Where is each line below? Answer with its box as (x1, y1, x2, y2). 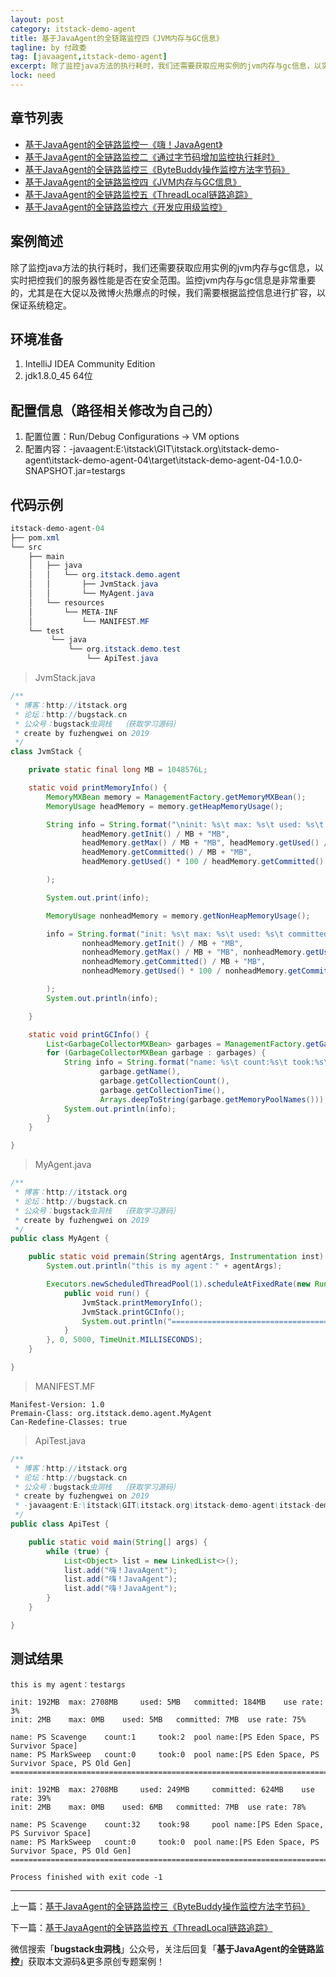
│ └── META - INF (28, 607, 118, 617)
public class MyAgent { (10, 1234, 110, 1244)
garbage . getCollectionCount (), (99, 1076, 230, 1086)
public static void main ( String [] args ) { (28, 1537, 208, 1547)
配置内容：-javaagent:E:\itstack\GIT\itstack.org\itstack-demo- (24, 443, 280, 455)
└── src (10, 542, 43, 552)
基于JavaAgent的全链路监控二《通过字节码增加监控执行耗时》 (24, 151, 280, 163)
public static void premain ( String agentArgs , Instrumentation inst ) (28, 1252, 325, 1262)
